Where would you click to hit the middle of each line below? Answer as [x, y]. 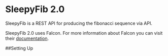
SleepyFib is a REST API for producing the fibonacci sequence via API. [79, 23]
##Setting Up [19, 48]
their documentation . [27, 38]
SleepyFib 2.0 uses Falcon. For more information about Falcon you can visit [84, 33]
